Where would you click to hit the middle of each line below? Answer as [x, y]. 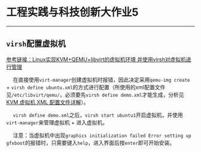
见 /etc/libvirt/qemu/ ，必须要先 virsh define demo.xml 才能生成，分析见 [95, 94]
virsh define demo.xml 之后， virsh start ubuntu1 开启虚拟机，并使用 [98, 115]
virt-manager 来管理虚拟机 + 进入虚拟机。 [57, 122]
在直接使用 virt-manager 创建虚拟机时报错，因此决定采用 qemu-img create [101, 79]
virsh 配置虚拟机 [36, 44]
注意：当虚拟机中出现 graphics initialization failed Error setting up [102, 135]
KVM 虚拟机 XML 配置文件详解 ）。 [48, 102]
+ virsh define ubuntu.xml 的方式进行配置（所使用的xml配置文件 [86, 87]
